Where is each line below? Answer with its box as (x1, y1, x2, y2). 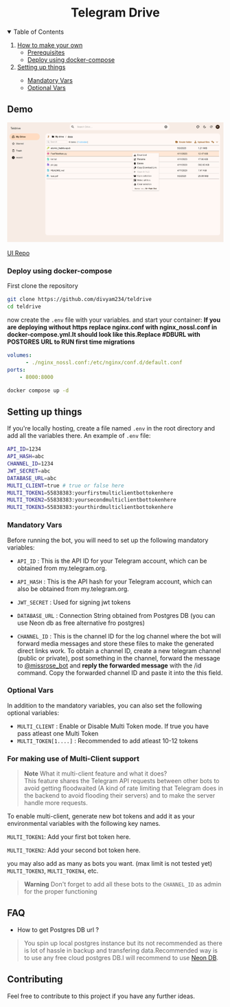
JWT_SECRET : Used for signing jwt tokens (16, 598, 131, 606)
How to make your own (16, 41, 83, 49)
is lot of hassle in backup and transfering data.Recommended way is (23, 946, 218, 955)
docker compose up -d (7, 387, 69, 394)
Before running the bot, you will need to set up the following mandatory (7, 536, 209, 544)
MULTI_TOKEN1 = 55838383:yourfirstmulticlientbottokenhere (7, 489, 174, 497)
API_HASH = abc (7, 453, 45, 460)
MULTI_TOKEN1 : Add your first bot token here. (7, 833, 131, 841)
